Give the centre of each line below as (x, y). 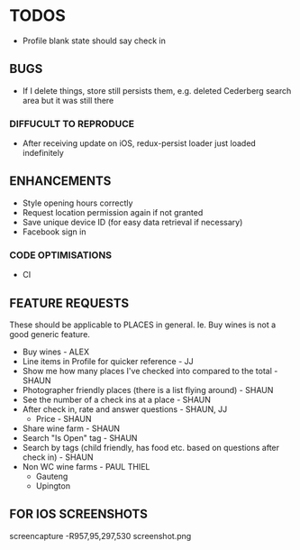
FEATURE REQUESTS (69, 303)
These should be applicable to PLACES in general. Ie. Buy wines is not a (143, 325)
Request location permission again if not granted (113, 212)
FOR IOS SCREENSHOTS (79, 514)
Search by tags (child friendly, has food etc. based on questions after (151, 447)
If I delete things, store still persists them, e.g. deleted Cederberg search (157, 90)
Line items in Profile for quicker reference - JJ (108, 361)
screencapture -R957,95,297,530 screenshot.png (100, 536)
